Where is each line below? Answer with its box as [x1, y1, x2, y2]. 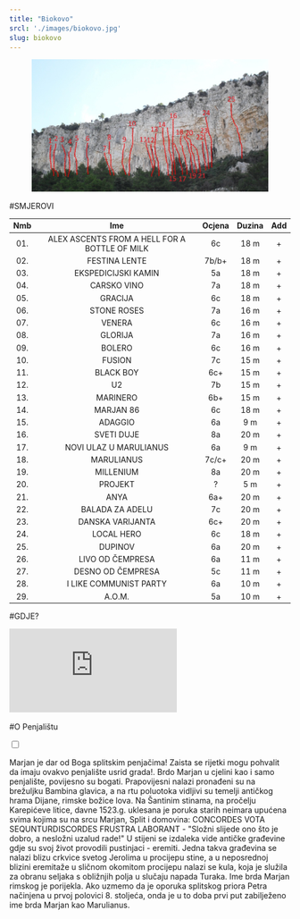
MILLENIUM [95, 467, 139, 477]
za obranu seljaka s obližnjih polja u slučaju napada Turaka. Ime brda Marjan [9, 872, 290, 882]
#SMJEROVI [9, 200, 54, 211]
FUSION [102, 354, 132, 366]
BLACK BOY [95, 367, 139, 378]
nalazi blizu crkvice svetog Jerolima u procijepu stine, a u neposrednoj [9, 852, 269, 863]
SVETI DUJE [94, 429, 140, 440]
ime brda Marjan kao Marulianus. [9, 899, 130, 911]
